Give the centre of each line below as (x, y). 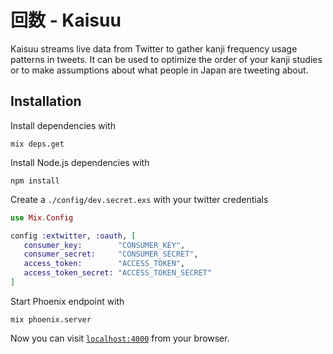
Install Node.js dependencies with (80, 162)
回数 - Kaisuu (66, 20)
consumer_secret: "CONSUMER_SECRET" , (111, 254)
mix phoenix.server (51, 319)
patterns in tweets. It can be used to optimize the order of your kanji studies (166, 59)
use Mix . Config (42, 217)
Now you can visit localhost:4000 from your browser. (120, 338)
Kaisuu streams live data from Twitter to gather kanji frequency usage (154, 48)
